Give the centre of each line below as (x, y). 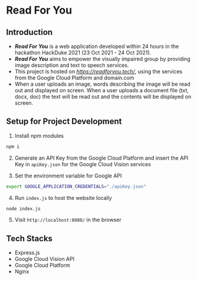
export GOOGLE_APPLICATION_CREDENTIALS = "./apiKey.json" (76, 186)
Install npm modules (39, 135)
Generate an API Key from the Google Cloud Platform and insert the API (101, 158)
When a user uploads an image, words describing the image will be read (102, 84)
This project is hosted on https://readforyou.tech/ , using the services (98, 71)
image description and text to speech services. (72, 65)
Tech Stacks (29, 238)
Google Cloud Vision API (45, 259)
